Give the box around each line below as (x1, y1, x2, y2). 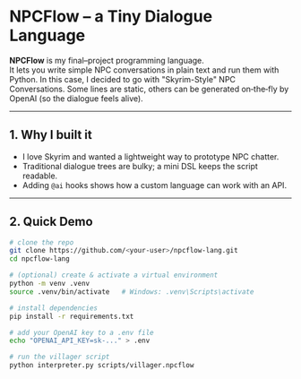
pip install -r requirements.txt (9, 312, 134, 321)
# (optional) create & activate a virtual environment (9, 271, 219, 280)
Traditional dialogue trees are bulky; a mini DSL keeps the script (21, 160, 258, 171)
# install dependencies (9, 303, 99, 313)
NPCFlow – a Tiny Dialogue (9, 6, 213, 27)
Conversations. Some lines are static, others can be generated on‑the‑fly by (9, 83, 289, 94)
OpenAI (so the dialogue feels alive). (9, 92, 143, 104)
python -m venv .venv (9, 280, 90, 289)
